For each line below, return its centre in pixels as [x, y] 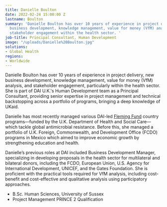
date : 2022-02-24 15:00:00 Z [35, 14]
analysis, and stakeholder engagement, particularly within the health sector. [83, 86]
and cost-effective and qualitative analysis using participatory [84, 179]
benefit [12, 179]
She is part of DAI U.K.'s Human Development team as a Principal [72, 91]
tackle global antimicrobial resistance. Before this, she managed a [86, 127]
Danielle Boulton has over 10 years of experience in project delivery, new [80, 75]
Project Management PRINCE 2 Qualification [58, 200]
